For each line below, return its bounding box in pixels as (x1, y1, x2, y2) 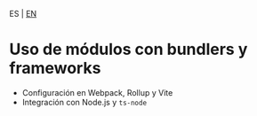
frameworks (9, 58, 101, 79)
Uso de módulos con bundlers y (9, 40, 248, 59)
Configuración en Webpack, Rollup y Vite (21, 87, 173, 97)
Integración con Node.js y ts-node (21, 97, 148, 107)
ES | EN (9, 9, 37, 19)
